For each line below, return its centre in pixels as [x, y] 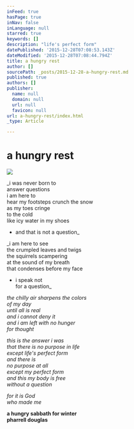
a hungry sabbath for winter [42, 414]
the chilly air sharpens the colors [47, 298]
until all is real [24, 310]
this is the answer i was [35, 340]
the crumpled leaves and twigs [44, 250]
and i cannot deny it [31, 317]
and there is [21, 359]
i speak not [29, 280]
